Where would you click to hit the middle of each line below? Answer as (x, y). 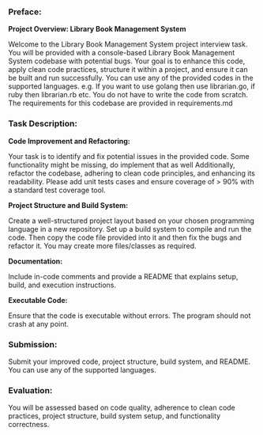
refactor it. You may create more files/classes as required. (102, 246)
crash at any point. (39, 323)
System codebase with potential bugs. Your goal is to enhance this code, (127, 61)
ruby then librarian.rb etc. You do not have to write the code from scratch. (128, 95)
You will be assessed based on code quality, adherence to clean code (122, 408)
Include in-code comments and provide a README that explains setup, (123, 276)
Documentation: (36, 261)
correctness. (29, 425)
